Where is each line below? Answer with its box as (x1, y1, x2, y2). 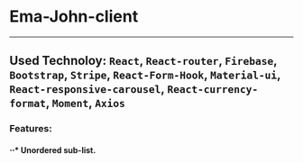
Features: (9, 122, 52, 135)
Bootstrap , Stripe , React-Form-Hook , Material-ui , (9, 68, 281, 83)
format (9, 97, 47, 110)
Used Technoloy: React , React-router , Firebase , (9, 53, 278, 68)
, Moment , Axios (45, 95, 126, 111)
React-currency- (166, 83, 259, 96)
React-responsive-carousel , (9, 81, 165, 96)
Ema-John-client (9, 6, 139, 27)
